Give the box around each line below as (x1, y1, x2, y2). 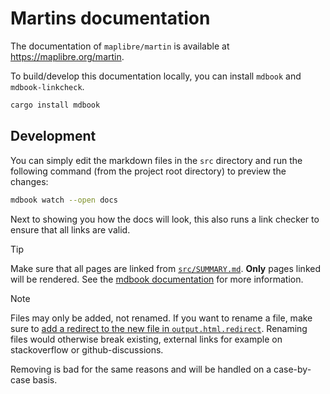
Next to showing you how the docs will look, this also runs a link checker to (10, 213, 320, 225)
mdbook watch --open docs (10, 195, 118, 205)
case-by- (273, 363, 312, 375)
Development (10, 128, 97, 145)
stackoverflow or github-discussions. (10, 343, 164, 356)
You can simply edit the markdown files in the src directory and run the (10, 154, 303, 166)
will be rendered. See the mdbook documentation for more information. (10, 273, 304, 285)
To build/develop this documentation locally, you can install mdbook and (10, 70, 302, 82)
